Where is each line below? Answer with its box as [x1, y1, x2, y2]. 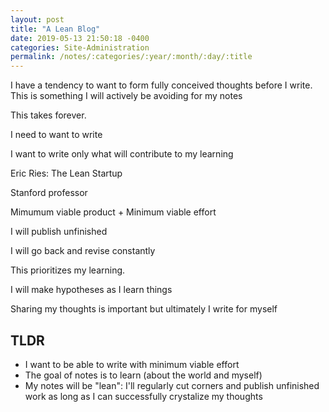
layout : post [10, 14, 65, 25]
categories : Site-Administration [10, 42, 150, 53]
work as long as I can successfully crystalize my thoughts [24, 390, 263, 402]
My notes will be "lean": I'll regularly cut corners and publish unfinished [24, 379, 320, 391]
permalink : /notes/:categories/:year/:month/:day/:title [10, 52, 253, 62]
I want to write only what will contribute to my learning [10, 148, 234, 160]
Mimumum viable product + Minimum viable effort [10, 206, 217, 218]
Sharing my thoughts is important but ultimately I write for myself [10, 303, 278, 315]
